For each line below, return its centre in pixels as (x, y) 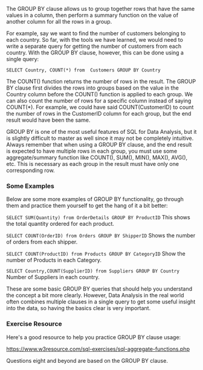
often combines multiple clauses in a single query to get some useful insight (101, 302)
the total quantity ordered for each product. (60, 224)
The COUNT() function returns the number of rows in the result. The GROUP (101, 81)
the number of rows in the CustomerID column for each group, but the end (99, 114)
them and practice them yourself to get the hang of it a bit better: (87, 206)
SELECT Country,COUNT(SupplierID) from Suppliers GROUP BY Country (93, 271)
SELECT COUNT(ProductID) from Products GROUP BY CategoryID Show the (96, 254)
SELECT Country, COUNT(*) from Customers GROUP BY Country (84, 70)
